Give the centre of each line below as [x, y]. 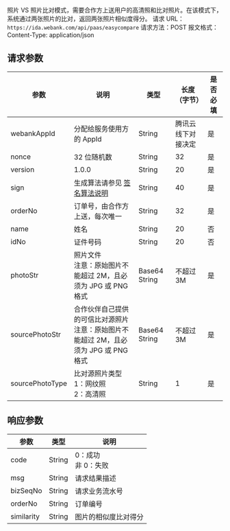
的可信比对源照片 [101, 319]
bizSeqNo [26, 490]
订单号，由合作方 [101, 206]
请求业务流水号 [99, 491]
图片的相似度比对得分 [109, 517]
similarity [25, 516]
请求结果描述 [95, 478]
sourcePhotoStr [36, 334]
